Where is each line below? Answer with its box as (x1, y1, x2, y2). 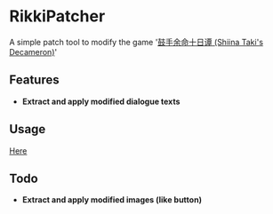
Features (9, 73, 60, 88)
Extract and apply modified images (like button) (21, 194, 203, 205)
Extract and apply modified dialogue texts (21, 96, 181, 107)
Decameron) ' (9, 46, 58, 57)
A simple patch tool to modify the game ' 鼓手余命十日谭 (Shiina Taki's (9, 36, 264, 47)
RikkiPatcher (9, 6, 106, 27)
